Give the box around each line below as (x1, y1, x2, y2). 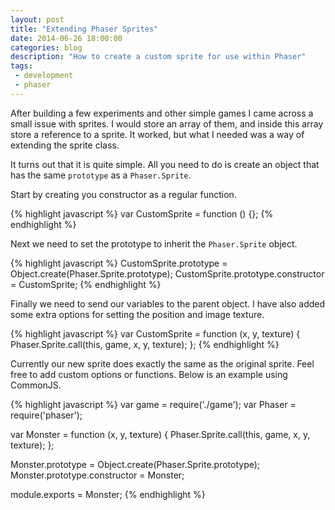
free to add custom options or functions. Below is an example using (10, 368, 288, 380)
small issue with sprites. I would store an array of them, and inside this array (10, 117, 324, 130)
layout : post (10, 14, 65, 25)
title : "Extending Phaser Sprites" (10, 24, 159, 34)
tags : (10, 61, 33, 71)
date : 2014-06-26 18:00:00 (10, 33, 123, 43)
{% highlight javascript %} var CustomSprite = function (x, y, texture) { (10, 327, 301, 340)
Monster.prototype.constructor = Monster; (10, 469, 185, 481)
